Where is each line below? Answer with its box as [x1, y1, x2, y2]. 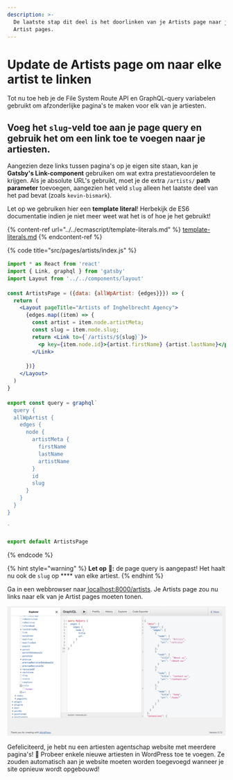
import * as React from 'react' [7, 261, 101, 268]
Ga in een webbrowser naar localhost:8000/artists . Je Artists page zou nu [7, 585, 218, 593]
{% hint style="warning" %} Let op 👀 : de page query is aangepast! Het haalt [7, 564, 225, 573]
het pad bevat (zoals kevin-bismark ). [7, 191, 112, 200]
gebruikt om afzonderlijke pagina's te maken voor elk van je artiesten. [7, 101, 207, 110]
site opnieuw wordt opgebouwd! [7, 765, 100, 773]
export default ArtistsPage [7, 538, 89, 546]
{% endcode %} [7, 551, 53, 560]
